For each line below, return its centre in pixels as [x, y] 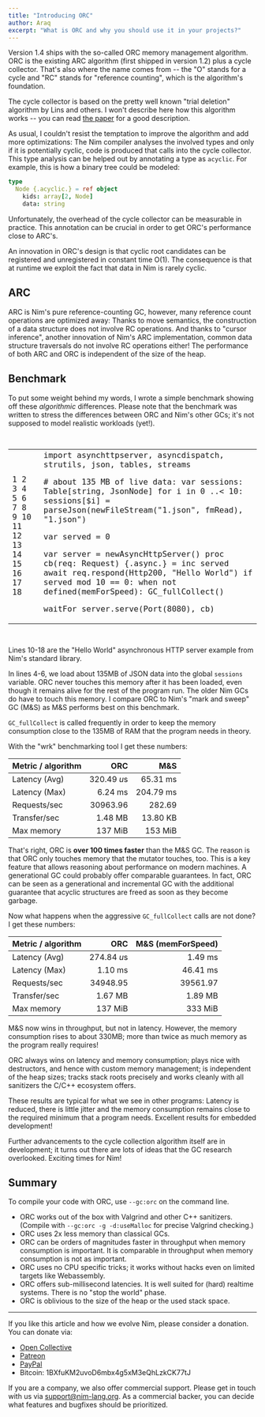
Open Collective [46, 1347]
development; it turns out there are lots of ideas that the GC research [120, 1149]
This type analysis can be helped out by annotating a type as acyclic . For [128, 159]
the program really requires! [53, 1045]
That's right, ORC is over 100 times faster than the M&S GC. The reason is [129, 850]
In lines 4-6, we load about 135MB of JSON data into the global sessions [125, 674]
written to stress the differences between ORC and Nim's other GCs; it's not [131, 414]
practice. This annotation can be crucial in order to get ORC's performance [130, 227]
